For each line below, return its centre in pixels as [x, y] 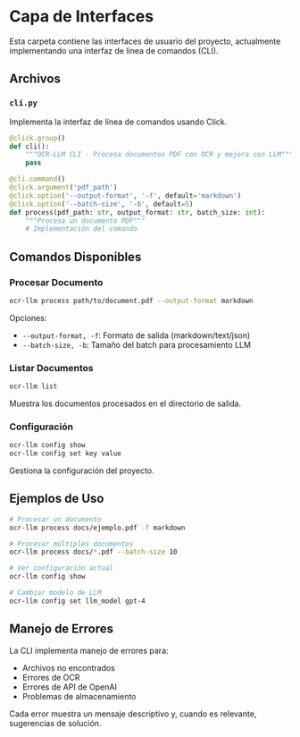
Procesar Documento [56, 282]
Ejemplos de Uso [57, 499]
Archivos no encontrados [69, 667]
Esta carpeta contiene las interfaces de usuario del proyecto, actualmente [145, 41]
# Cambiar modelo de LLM [55, 593]
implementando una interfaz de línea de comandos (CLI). [114, 50]
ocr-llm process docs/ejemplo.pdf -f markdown [97, 528]
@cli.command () [37, 179]
